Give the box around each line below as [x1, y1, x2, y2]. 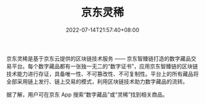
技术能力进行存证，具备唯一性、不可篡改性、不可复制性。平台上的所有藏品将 [6, 70, 199, 77]
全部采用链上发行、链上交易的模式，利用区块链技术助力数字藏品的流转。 [6, 78, 188, 85]
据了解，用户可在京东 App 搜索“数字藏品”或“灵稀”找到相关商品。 [6, 91, 168, 98]
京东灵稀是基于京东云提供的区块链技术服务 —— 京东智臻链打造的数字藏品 [6, 54, 191, 62]
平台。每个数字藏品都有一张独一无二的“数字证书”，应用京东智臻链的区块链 [11, 62, 198, 70]
